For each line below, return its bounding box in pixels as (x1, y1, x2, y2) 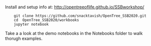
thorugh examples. (5, 36, 43, 41)
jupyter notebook (14, 22, 49, 27)
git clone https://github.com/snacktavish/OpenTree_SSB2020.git (14, 14, 147, 18)
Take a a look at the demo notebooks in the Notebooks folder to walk (5, 31, 143, 36)
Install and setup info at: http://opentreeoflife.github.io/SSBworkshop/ (5, 4, 145, 10)
